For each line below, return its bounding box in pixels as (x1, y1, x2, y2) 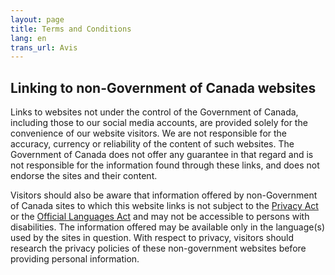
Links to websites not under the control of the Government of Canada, (10, 106, 299, 118)
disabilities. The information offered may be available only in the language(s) (10, 221, 326, 233)
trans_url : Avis (10, 42, 78, 53)
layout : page (10, 14, 65, 25)
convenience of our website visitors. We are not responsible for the (10, 127, 288, 140)
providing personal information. (10, 253, 140, 265)
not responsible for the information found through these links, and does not (10, 159, 320, 171)
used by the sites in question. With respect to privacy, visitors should (10, 232, 295, 244)
